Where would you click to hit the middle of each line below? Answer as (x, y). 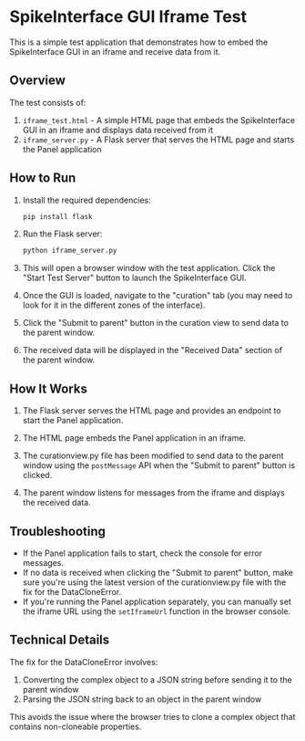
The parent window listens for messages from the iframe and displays (153, 493)
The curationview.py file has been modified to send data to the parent (153, 456)
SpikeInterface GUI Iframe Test (128, 17)
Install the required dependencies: (87, 200)
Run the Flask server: (62, 234)
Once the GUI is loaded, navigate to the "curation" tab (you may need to (158, 296)
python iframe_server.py (70, 251)
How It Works (49, 388)
